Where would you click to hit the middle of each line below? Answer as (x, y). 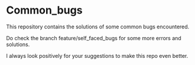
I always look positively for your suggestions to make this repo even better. (97, 56)
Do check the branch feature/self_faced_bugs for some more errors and (94, 38)
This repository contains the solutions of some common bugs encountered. (98, 27)
